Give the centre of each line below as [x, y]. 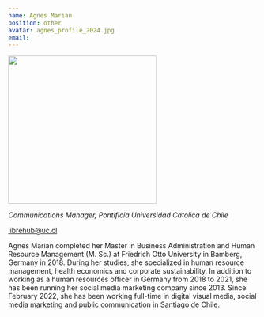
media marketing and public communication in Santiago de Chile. [114, 304]
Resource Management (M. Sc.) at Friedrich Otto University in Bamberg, [125, 255]
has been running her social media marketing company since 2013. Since [127, 288]
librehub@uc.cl [33, 231]
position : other [35, 23]
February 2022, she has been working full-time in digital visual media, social [132, 296]
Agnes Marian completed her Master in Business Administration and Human [132, 246]
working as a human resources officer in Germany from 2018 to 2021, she [128, 279]
